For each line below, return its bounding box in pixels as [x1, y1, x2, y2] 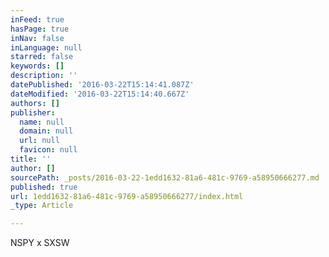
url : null [19, 136, 60, 146]
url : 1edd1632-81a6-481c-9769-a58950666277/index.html [10, 191, 244, 201]
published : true [10, 182, 78, 192]
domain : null [19, 126, 74, 136]
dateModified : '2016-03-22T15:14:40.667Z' [10, 89, 190, 99]
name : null [19, 117, 65, 127]
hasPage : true [10, 24, 70, 34]
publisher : [10, 107, 56, 118]
